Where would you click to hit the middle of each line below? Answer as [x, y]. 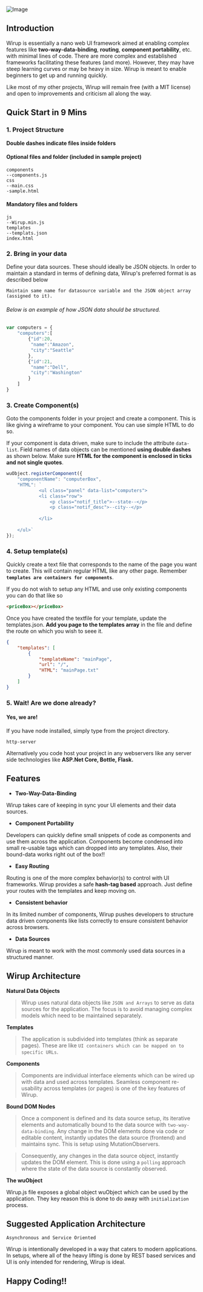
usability [32, 1088]
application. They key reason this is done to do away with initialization [98, 1199]
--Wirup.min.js [25, 222]
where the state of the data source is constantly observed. [94, 1168]
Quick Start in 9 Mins [47, 113]
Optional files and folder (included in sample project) [74, 157]
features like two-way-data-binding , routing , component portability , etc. [99, 49]
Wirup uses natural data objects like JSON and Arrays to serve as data [108, 1002]
